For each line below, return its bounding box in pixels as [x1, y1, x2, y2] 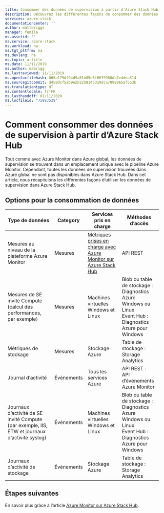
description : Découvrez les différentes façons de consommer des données [5, 12, 159, 17]
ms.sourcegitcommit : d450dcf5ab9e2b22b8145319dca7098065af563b [5, 80, 137, 85]
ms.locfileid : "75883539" [5, 98, 58, 103]
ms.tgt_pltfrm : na [5, 48, 42, 53]
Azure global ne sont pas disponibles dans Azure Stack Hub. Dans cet [5, 172, 146, 178]
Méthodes [127, 214, 151, 221]
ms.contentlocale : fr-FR [5, 89, 56, 94]
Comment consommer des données [5, 119, 154, 130]
